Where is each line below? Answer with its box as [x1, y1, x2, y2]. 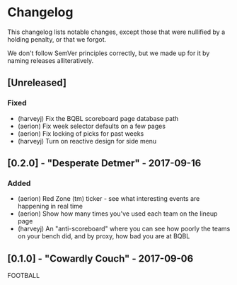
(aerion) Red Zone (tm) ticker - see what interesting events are [17, 194, 200, 203]
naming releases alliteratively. [7, 56, 94, 64]
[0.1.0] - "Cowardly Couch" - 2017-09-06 [7, 252, 194, 264]
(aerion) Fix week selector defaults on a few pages [17, 122, 166, 130]
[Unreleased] [7, 77, 67, 89]
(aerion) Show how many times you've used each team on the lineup [17, 209, 218, 218]
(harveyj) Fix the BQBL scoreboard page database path [17, 114, 179, 122]
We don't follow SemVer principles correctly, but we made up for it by [7, 49, 210, 57]
